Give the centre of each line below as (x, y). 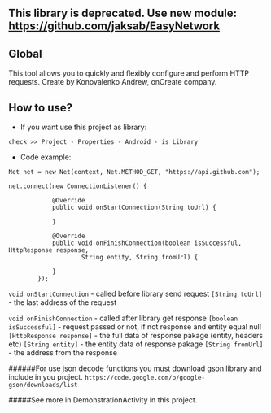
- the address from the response (63, 353)
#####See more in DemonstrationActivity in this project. (103, 400)
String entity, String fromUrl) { (140, 258)
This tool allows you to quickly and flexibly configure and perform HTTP (129, 73)
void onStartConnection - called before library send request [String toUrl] (135, 294)
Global (25, 53)
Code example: (46, 157)
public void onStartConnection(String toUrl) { (134, 208)
